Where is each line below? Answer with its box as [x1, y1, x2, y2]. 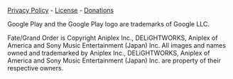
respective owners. [7, 64, 64, 72]
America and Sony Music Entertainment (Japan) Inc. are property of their [7, 56, 222, 65]
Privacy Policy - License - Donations [7, 6, 114, 14]
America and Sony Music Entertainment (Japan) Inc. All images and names [7, 41, 226, 49]
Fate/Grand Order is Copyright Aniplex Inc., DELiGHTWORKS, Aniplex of [7, 33, 218, 42]
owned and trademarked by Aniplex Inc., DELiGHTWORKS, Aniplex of [7, 49, 210, 57]
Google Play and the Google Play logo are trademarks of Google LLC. [7, 20, 210, 28]
